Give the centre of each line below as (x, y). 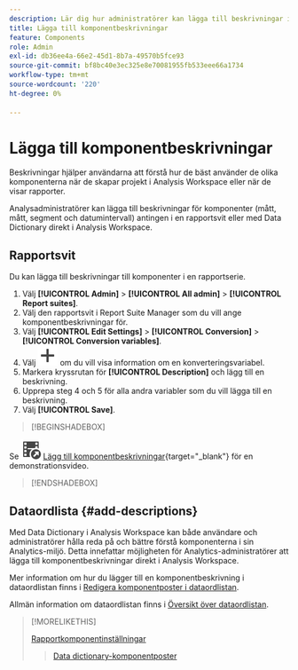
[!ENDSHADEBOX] (64, 483)
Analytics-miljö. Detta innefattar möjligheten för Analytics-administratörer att (149, 551)
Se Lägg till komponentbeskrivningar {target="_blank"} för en (131, 456)
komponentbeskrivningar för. (75, 322)
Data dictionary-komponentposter (115, 656)
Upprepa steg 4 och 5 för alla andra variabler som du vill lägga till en (147, 391)
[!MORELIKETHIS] (63, 622)
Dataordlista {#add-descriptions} (103, 511)
